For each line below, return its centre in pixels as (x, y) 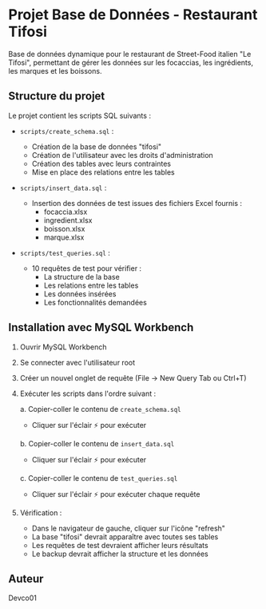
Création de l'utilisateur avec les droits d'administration (122, 155)
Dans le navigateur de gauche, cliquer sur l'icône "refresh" (129, 528)
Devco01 (23, 598)
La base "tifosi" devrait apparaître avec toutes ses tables (125, 536)
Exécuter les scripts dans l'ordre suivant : (88, 393)
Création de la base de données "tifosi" (97, 147)
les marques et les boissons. (55, 71)
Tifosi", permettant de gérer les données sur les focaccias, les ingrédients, (131, 63)
